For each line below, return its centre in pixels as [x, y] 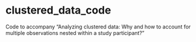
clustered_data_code [58, 10]
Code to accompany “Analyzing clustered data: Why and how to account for [98, 27]
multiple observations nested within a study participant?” [75, 33]
